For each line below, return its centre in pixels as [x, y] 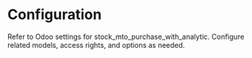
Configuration [55, 15]
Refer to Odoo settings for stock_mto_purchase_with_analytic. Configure [126, 37]
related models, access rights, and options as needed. [96, 44]
